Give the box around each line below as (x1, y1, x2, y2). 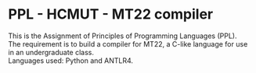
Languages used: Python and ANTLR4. (8, 56, 134, 65)
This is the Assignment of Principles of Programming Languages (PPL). (8, 31, 237, 40)
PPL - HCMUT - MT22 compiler (8, 5, 214, 23)
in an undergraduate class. (8, 47, 95, 57)
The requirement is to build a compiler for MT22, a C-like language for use (8, 39, 248, 48)
